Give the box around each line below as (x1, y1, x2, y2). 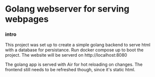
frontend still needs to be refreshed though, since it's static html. (5, 67, 135, 73)
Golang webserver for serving (5, 3, 130, 15)
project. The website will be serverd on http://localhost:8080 (5, 52, 127, 58)
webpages (5, 14, 49, 25)
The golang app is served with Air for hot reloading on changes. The (5, 62, 143, 67)
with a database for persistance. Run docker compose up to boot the (5, 47, 144, 53)
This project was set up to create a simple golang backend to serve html (5, 42, 151, 48)
